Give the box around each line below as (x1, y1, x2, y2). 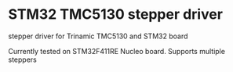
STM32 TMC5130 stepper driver (8, 5, 224, 23)
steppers (8, 55, 37, 64)
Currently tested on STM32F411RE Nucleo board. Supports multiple (8, 46, 226, 56)
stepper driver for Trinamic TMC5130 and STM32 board (8, 31, 188, 41)
